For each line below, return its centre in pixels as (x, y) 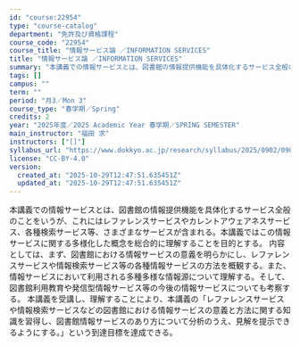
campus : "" (29, 84)
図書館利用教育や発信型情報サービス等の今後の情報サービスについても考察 (146, 288)
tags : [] (25, 76)
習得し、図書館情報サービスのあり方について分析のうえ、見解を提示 (150, 321)
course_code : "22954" (50, 42)
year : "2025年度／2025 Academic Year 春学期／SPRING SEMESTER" (125, 126)
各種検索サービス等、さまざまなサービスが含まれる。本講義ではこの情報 (158, 232)
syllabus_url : (36, 150)
